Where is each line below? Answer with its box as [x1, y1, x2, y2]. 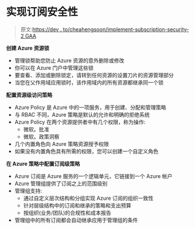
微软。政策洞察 [23, 133, 60, 140]
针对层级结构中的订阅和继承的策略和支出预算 [23, 201, 132, 209]
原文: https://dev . [20, 26, 62, 33]
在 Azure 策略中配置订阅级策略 [6, 160, 80, 167]
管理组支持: [14, 187, 42, 194]
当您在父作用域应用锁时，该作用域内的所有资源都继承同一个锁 [14, 78, 164, 86]
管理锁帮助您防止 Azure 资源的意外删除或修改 [14, 57, 125, 64]
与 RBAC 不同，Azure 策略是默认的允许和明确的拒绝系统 [14, 111, 150, 118]
